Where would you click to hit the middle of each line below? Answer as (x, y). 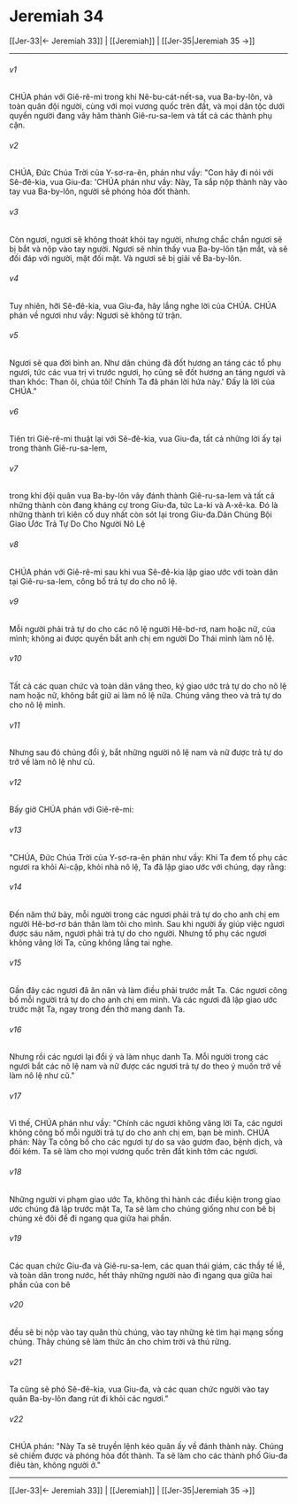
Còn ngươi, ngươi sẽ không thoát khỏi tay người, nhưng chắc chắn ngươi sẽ (146, 239)
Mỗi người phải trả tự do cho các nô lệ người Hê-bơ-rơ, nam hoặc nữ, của (142, 629)
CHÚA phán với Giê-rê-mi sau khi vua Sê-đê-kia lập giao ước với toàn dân (144, 572)
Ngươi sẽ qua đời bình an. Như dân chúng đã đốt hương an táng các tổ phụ (145, 363)
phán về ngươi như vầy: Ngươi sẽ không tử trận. (96, 315)
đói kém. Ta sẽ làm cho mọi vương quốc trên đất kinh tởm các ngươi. (134, 1152)
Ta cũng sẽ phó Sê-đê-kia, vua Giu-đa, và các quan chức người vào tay (139, 1389)
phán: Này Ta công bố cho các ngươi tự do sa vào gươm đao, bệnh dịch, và (146, 1142)
